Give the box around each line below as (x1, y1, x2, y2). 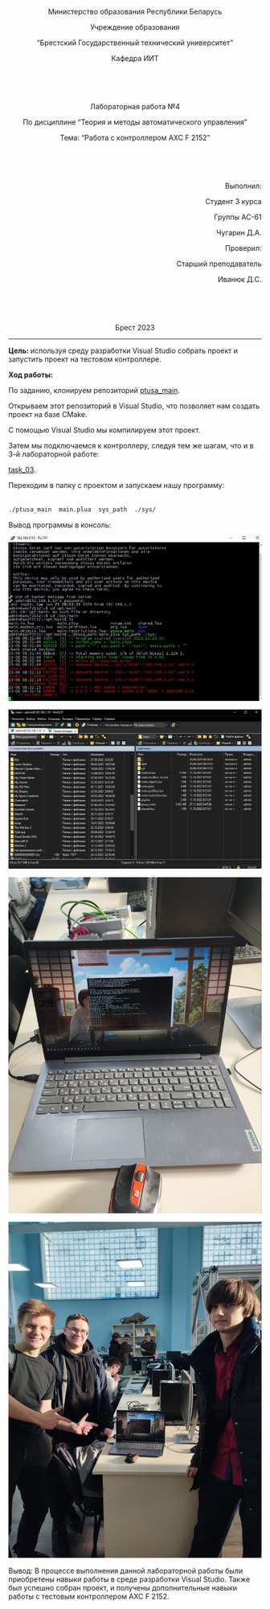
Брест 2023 (115, 323, 155, 332)
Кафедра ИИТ (111, 54, 159, 63)
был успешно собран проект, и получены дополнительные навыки (8, 1583, 238, 1593)
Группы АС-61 (214, 212, 262, 222)
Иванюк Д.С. (217, 275, 262, 284)
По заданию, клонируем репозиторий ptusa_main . (8, 386, 181, 395)
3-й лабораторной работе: (8, 449, 100, 459)
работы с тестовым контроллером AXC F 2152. (8, 1591, 170, 1602)
